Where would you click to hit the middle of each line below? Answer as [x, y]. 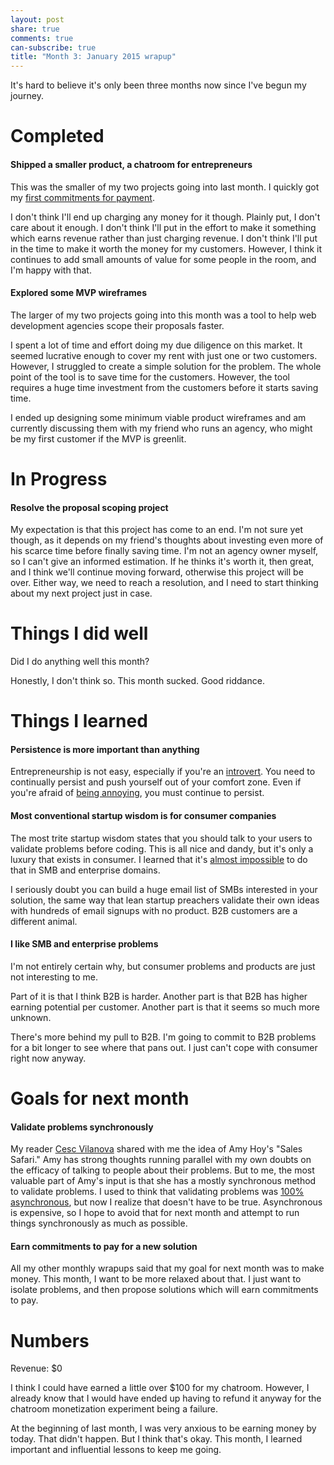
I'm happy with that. [51, 270]
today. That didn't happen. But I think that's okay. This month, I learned [156, 1439]
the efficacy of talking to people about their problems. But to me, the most [162, 1170]
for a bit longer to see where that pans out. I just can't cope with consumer [164, 1047]
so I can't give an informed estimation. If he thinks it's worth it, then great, [162, 562]
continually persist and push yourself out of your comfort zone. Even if [156, 782]
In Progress [59, 478]
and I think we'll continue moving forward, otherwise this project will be [157, 572]
